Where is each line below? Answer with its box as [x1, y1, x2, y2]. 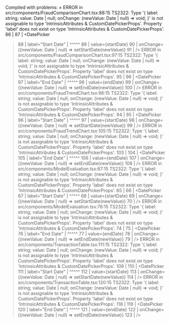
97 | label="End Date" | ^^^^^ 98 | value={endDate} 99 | [17, 79, 134, 85]
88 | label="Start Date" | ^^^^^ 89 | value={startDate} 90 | [17, 41, 138, 47]
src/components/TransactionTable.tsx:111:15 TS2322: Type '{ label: [17, 241, 158, 248]
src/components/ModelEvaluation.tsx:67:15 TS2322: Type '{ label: [17, 166, 156, 172]
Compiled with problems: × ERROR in [5, 5, 83, 10]
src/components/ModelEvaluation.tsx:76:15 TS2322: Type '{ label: [17, 204, 157, 209]
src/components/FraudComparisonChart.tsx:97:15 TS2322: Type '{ [17, 52, 158, 58]
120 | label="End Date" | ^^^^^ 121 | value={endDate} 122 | [17, 307, 138, 312]
